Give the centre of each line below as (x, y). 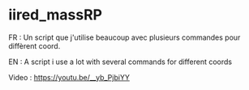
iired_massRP (56, 15)
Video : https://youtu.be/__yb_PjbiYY (69, 77)
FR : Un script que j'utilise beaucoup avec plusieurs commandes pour (124, 37)
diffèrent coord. (34, 45)
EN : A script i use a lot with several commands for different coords (120, 62)
